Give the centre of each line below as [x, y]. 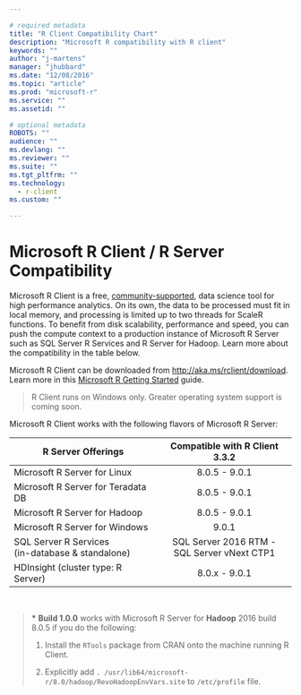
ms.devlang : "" [38, 150]
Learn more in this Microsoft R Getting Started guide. [107, 380]
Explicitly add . [73, 672]
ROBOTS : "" [30, 133]
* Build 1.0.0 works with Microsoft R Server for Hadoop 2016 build [154, 618]
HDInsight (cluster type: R [68, 568]
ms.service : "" [38, 100]
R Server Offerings [83, 451]
